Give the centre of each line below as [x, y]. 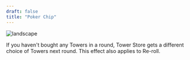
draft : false [22, 11]
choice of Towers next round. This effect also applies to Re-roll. [83, 51]
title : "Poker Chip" [32, 17]
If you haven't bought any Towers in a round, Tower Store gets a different [95, 45]
